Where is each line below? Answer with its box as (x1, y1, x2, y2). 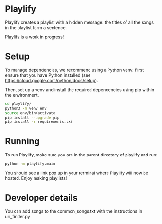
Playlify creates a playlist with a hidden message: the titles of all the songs (5, 19, 154, 25)
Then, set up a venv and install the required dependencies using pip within (5, 86, 155, 93)
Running (5, 136, 40, 147)
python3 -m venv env (5, 106, 47, 111)
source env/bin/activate (5, 110, 55, 115)
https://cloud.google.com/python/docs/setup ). (5, 77, 98, 83)
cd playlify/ (5, 101, 32, 106)
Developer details (5, 192, 78, 204)
